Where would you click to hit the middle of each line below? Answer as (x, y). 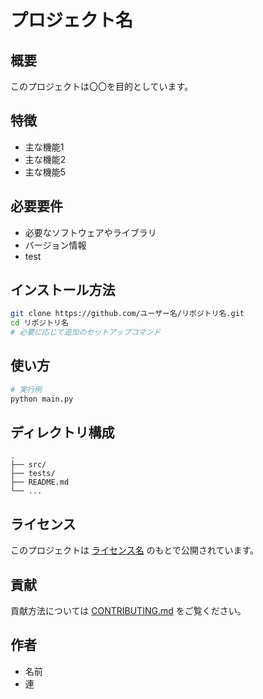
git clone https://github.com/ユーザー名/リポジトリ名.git (127, 314)
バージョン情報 (55, 245)
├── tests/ (33, 474)
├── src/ (28, 465)
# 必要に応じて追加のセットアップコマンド (86, 332)
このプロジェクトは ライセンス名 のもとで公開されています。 (135, 550)
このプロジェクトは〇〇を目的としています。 (102, 86)
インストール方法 (63, 290)
